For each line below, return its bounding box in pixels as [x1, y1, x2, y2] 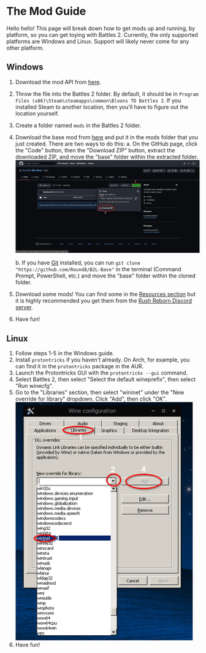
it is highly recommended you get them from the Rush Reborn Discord [15, 297, 192, 304]
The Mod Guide [6, 4, 86, 18]
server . [15, 304, 34, 311]
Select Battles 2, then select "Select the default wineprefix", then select [15, 376, 196, 383]
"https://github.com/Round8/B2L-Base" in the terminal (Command [15, 266, 182, 273]
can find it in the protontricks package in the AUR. [15, 363, 144, 369]
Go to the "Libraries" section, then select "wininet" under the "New [15, 388, 185, 396]
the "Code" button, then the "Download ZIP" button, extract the [15, 146, 175, 154]
